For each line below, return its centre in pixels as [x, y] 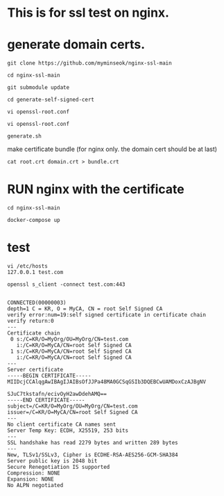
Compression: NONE [34, 473]
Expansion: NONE [31, 479]
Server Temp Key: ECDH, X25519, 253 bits [68, 431]
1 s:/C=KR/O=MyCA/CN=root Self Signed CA [71, 351]
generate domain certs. [76, 45]
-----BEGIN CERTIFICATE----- [49, 376]
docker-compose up [34, 221]
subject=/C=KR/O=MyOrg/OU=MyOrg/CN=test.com [72, 406]
